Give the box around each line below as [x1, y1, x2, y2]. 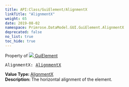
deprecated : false [5, 30, 42, 35]
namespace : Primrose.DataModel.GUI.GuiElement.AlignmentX [5, 25, 124, 30]
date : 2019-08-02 [5, 20, 40, 26]
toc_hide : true [5, 39, 36, 44]
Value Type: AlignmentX [5, 71, 54, 77]
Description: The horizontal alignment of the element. [5, 76, 113, 82]
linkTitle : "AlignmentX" [5, 12, 55, 17]
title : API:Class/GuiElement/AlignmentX [5, 7, 88, 12]
